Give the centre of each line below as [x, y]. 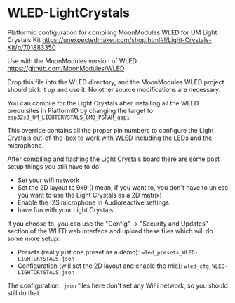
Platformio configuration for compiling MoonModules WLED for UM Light [112, 32]
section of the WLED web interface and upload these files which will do [110, 231]
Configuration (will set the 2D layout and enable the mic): [100, 266]
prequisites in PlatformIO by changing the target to [80, 110]
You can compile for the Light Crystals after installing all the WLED [103, 103]
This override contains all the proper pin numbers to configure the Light [110, 130]
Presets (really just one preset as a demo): [79, 252]
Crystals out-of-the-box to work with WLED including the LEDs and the [110, 138]
